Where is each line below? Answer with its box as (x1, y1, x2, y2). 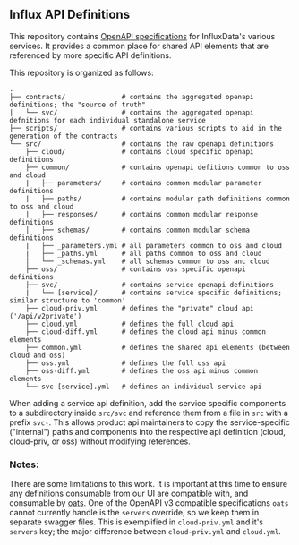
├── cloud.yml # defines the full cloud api (25, 319, 235, 328)
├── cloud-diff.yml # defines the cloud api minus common (25, 327, 267, 336)
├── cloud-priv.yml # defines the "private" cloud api (25, 303, 254, 312)
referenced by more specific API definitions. (9, 49, 172, 61)
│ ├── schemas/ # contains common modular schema (25, 226, 251, 234)
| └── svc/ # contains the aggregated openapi (9, 107, 254, 117)
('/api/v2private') (9, 311, 82, 320)
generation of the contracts (9, 132, 118, 141)
